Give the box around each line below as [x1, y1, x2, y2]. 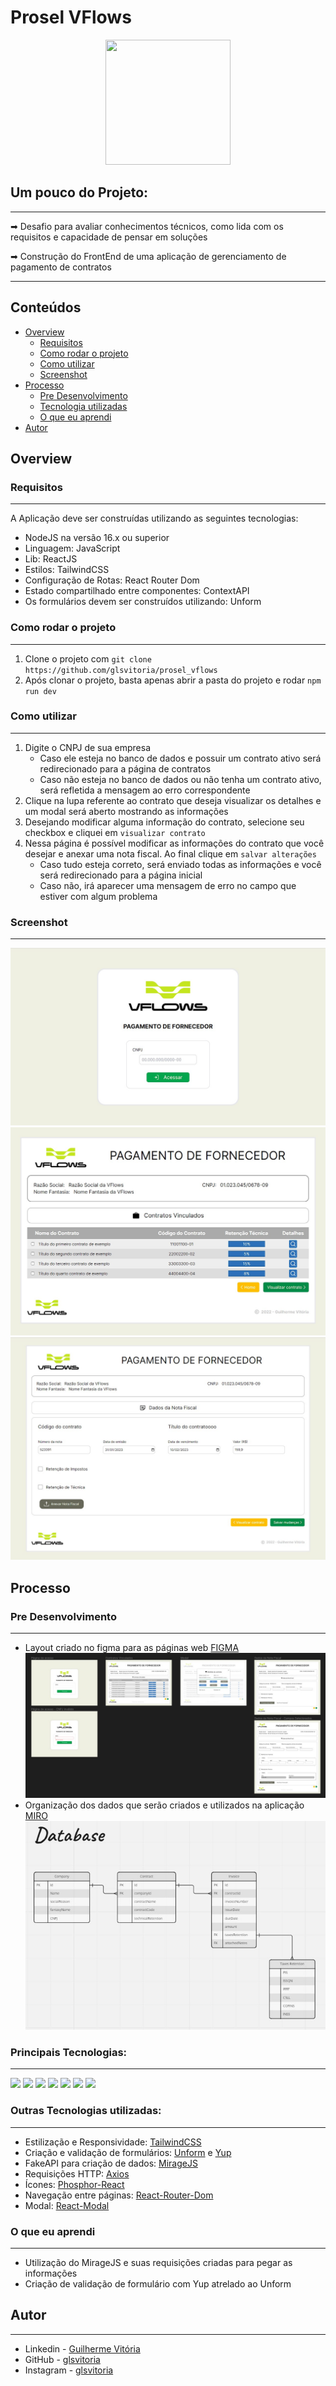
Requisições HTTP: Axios [24, 2167, 130, 2180]
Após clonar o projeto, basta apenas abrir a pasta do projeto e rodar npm [24, 674, 322, 686]
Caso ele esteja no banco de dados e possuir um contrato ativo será [39, 752, 322, 764]
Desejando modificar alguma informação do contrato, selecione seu [24, 816, 305, 828]
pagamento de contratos [10, 261, 112, 273]
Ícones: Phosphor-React [24, 2178, 125, 2190]
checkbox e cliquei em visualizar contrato [24, 826, 206, 838]
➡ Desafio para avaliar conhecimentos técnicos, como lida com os [10, 220, 284, 232]
